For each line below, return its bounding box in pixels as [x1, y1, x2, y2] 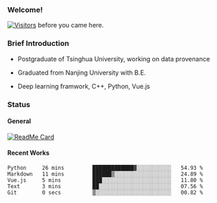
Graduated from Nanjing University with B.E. [17, 68, 147, 77]
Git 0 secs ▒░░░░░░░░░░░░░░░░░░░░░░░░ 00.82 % [7, 189, 203, 196]
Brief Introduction [7, 39, 69, 49]
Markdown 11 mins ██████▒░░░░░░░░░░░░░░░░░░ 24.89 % [7, 171, 203, 178]
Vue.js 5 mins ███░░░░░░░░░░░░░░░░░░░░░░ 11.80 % [7, 176, 203, 184]
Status [7, 99, 30, 109]
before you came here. [37, 21, 104, 30]
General [7, 117, 32, 125]
